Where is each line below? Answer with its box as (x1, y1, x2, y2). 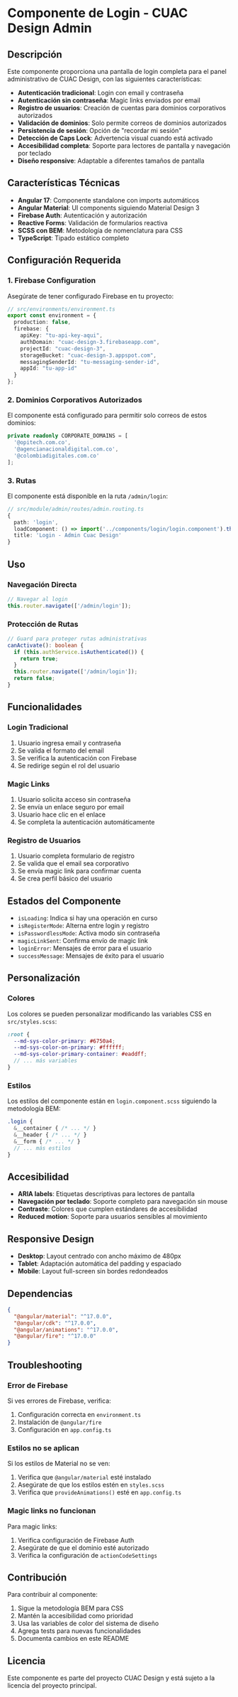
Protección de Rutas (7, 619, 79, 629)
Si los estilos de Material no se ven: (7, 1459, 110, 1468)
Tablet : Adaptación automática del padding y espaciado (17, 1259, 182, 1268)
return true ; (20, 655, 59, 662)
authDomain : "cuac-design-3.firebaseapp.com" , (20, 338, 160, 345)
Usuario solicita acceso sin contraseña (17, 794, 131, 804)
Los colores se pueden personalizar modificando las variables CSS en (7, 1009, 212, 1018)
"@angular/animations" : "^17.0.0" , (13, 1326, 119, 1333)
